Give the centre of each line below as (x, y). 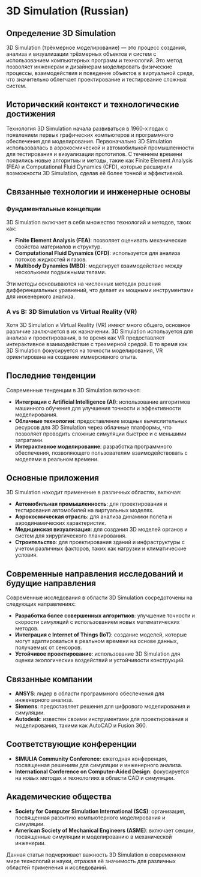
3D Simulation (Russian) (67, 11)
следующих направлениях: (41, 604)
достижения (31, 114)
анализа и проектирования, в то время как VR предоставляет (85, 338)
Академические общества (59, 797)
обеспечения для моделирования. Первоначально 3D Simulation (89, 141)
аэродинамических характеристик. (60, 523)
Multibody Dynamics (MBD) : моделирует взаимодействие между (99, 266)
